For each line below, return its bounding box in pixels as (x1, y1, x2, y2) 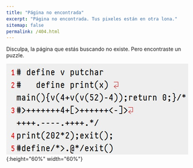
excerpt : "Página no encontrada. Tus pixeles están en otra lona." (6, 15, 178, 22)
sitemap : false (6, 22, 44, 28)
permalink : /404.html (6, 29, 60, 35)
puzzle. (6, 52, 24, 59)
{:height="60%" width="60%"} (6, 155, 83, 163)
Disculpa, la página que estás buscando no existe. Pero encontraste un (6, 45, 181, 53)
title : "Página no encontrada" (6, 10, 84, 15)
